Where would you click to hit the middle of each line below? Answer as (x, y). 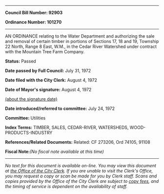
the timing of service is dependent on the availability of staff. (66, 186)
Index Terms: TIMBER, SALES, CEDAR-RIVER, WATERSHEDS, (67, 127)
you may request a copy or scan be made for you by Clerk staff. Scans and (81, 176)
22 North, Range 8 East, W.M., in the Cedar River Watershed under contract (81, 46)
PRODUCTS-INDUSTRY (29, 133)
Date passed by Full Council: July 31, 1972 (48, 71)
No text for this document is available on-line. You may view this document (81, 166)
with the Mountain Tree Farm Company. (45, 52)
